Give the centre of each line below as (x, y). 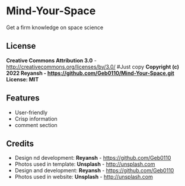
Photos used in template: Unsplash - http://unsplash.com (85, 164)
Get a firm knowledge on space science (55, 27)
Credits (20, 144)
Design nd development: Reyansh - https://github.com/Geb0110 (93, 158)
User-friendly (31, 112)
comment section (36, 125)
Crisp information (36, 119)
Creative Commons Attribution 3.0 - (51, 60)
